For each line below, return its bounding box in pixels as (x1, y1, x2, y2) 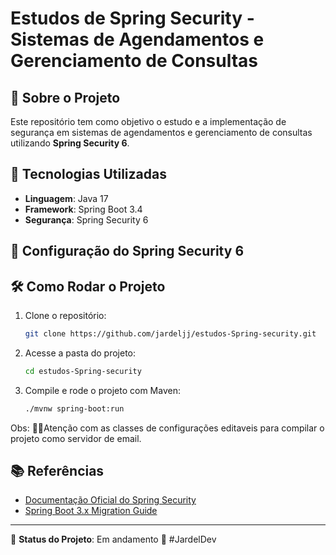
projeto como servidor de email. (10, 432, 142, 444)
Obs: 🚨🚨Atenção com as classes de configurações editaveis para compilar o (10, 422, 325, 434)
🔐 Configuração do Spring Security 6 (10, 243, 245, 260)
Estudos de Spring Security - (10, 7, 255, 30)
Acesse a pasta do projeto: (24, 347, 137, 359)
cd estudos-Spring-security (24, 366, 142, 376)
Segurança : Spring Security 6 (24, 213, 149, 226)
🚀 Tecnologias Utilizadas (10, 166, 167, 183)
